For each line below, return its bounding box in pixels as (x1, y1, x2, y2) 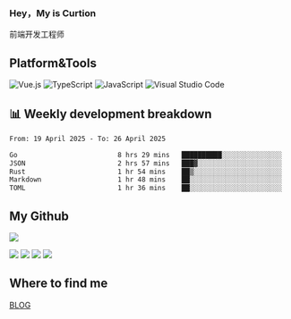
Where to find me (9, 276, 108, 291)
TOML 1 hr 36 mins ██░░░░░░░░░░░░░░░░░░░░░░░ (9, 184, 282, 193)
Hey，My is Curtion (9, 6, 97, 19)
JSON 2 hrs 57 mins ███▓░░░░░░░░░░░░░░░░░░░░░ (9, 158, 282, 168)
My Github (9, 208, 69, 223)
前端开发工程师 (9, 29, 64, 40)
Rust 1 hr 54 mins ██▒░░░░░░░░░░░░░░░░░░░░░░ (9, 167, 282, 176)
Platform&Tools (9, 55, 97, 71)
